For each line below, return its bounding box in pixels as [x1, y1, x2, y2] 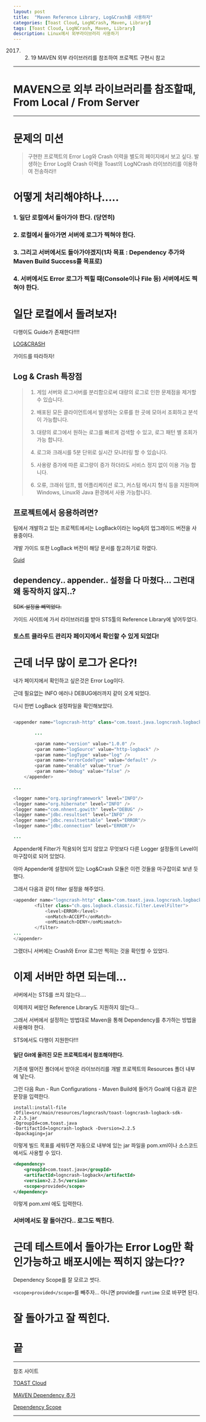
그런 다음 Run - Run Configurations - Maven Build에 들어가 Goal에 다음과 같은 [13, 1085, 198, 1093]
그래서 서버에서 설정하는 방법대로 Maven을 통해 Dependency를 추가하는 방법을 [13, 1016, 197, 1023]
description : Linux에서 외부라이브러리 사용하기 [13, 31, 120, 37]
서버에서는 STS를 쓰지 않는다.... [13, 991, 86, 998]
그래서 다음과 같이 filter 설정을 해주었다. [13, 885, 105, 892]
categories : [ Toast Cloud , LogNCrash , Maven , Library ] [13, 20, 152, 26]
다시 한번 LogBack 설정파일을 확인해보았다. [13, 702, 114, 710]
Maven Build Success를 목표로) [13, 257, 103, 265]
